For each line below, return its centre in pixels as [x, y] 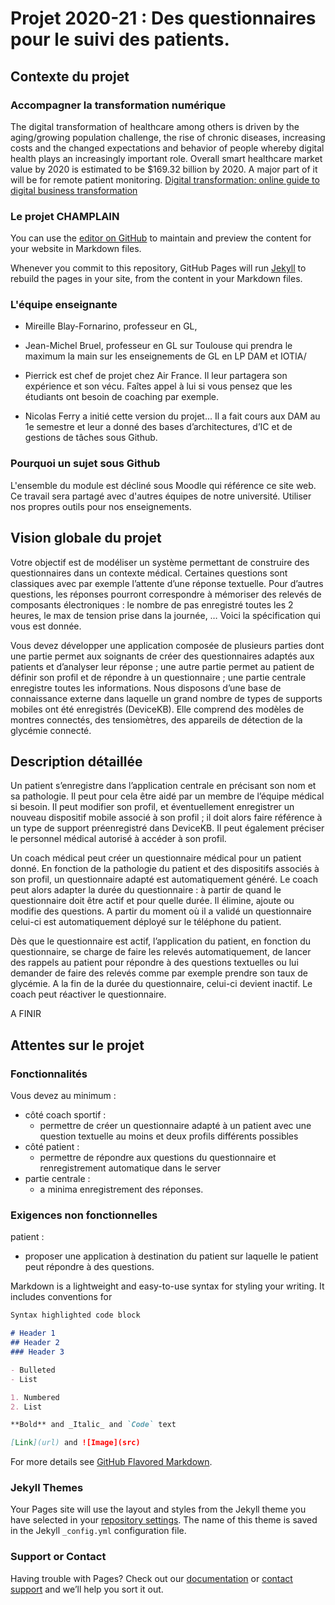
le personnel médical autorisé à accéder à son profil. [118, 839]
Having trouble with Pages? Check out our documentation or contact [151, 1578]
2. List [26, 1407]
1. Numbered [35, 1397]
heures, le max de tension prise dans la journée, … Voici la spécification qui [165, 615]
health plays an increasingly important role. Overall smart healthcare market [166, 158]
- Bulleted [33, 1370]
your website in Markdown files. [76, 249]
